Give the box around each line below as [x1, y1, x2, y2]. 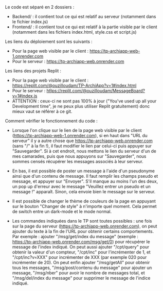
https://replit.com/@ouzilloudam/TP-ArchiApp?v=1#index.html [12, 83, 137, 88]
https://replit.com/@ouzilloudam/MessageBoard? [46, 88, 145, 93]
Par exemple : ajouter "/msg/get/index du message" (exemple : [12, 234, 139, 239]
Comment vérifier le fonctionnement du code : [5, 118, 98, 124]
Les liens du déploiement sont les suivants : [5, 39, 92, 44]
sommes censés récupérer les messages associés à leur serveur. [12, 159, 144, 164]
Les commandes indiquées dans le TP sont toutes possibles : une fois [12, 218, 152, 224]
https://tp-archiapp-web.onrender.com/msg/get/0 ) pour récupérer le [12, 239, 150, 245]
